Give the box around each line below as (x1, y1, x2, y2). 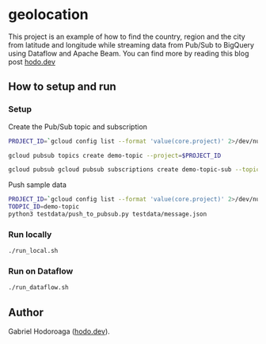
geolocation (8, 6, 89, 24)
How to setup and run (8, 80, 116, 94)
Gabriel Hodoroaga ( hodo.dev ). (8, 327, 111, 336)
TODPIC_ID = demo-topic (8, 203, 80, 211)
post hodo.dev (8, 57, 55, 67)
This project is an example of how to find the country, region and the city (8, 32, 245, 41)
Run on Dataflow (8, 266, 74, 277)
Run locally (8, 228, 52, 239)
